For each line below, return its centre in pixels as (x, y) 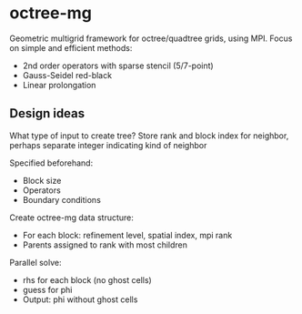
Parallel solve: (35, 262)
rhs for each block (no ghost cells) (87, 279)
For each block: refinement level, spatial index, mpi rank (127, 235)
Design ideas (47, 113)
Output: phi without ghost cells (80, 299)
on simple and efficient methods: (71, 47)
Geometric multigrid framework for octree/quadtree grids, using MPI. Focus (151, 38)
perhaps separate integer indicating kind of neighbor (108, 145)
